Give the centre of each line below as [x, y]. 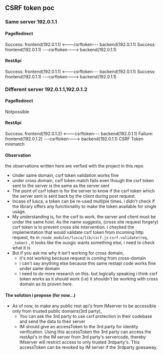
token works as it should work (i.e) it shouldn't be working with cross [89, 279]
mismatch [15, 144]
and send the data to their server [52, 321]
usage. [19, 212]
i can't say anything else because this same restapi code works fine [88, 263]
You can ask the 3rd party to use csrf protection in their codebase [86, 317]
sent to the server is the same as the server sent [61, 186]
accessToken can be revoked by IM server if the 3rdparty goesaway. [88, 347]
